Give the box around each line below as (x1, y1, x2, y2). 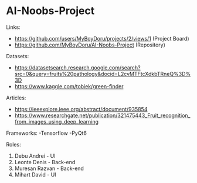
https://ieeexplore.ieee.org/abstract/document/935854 (14, 105, 148, 112)
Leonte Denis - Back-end (14, 158, 76, 165)
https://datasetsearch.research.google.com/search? (14, 64, 141, 71)
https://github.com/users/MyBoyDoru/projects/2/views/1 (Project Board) (14, 35, 189, 42)
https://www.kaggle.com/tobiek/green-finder (14, 82, 124, 89)
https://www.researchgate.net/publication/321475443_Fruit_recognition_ (14, 112, 191, 119)
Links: (6, 24, 21, 31)
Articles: (6, 94, 26, 101)
